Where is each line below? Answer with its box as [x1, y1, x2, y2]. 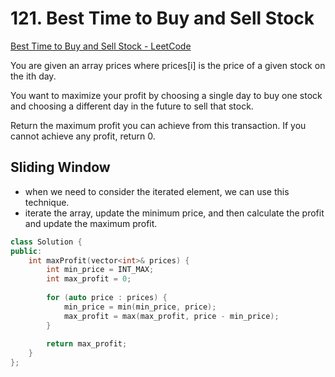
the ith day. [10, 70, 57, 82]
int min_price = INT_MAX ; [46, 265, 155, 275]
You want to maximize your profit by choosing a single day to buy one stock [10, 89, 323, 101]
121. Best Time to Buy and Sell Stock [10, 7, 315, 30]
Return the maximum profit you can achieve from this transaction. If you [10, 119, 307, 131]
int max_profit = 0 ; [46, 274, 132, 284]
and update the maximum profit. [24, 217, 158, 229]
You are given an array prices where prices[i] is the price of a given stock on [10, 59, 326, 71]
